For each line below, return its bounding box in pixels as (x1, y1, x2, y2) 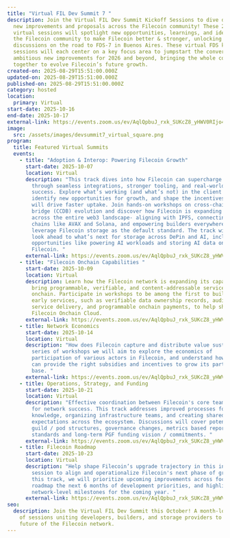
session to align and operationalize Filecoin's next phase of (31, 469, 216, 476)
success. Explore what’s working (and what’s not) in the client (31, 189, 222, 196)
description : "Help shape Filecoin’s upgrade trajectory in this (25, 463, 216, 470)
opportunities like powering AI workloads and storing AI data (31, 239, 216, 247)
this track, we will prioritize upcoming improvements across (31, 476, 213, 482)
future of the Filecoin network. (19, 520, 115, 527)
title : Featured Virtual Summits (13, 144, 109, 151)
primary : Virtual (13, 100, 63, 106)
